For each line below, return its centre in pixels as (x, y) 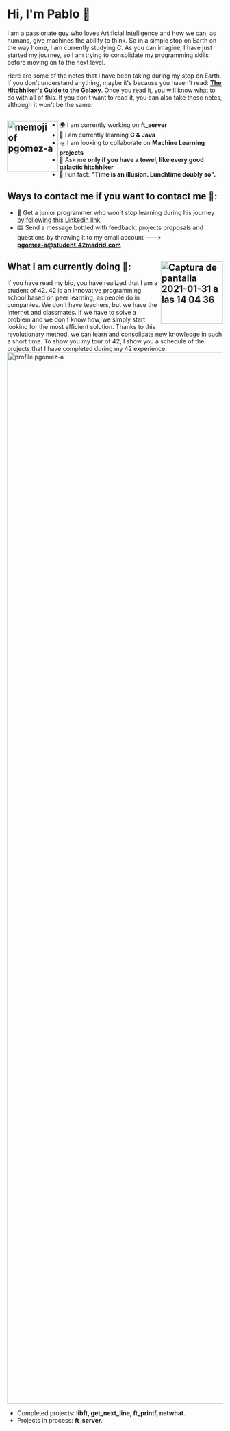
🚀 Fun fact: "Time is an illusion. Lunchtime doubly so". (138, 174)
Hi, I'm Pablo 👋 (49, 14)
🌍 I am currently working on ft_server (113, 125)
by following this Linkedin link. (60, 220)
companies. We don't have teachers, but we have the (82, 304)
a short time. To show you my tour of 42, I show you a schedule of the (106, 341)
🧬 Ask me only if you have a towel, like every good (131, 160)
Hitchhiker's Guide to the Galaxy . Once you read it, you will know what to (111, 90)
